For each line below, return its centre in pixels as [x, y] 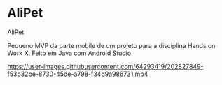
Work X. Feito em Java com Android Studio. [70, 53]
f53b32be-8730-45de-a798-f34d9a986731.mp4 [78, 74]
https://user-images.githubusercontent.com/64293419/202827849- [106, 66]
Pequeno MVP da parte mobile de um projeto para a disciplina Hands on [111, 45]
